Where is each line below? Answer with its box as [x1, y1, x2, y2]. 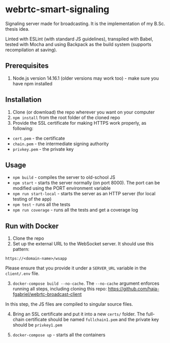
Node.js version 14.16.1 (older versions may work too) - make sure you [12, 75, 159, 81]
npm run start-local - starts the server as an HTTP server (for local [12, 191, 156, 197]
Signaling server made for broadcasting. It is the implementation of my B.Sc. [5, 20, 165, 27]
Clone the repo [12, 235, 44, 241]
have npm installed [12, 80, 52, 86]
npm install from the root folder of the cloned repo [12, 114, 121, 121]
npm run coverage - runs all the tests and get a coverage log [12, 207, 138, 213]
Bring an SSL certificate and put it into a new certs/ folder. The [12, 311, 145, 317]
